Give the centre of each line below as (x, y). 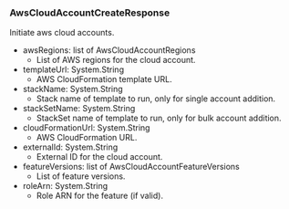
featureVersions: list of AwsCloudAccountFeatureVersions (131, 167)
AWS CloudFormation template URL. (104, 79)
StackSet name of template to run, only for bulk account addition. (159, 118)
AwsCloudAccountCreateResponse (90, 13)
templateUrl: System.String (73, 69)
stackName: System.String (72, 89)
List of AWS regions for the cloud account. (116, 60)
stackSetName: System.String (79, 109)
